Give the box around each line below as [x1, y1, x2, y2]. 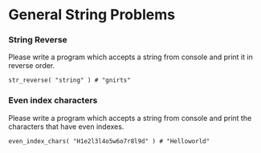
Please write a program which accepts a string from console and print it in [8, 52, 253, 62]
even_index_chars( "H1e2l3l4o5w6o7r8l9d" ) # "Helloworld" [8, 137, 210, 145]
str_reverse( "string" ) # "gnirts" [8, 76, 131, 85]
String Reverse [8, 34, 68, 46]
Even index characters [8, 95, 98, 106]
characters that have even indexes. [8, 122, 124, 131]
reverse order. [8, 61, 55, 70]
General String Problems [8, 6, 175, 24]
